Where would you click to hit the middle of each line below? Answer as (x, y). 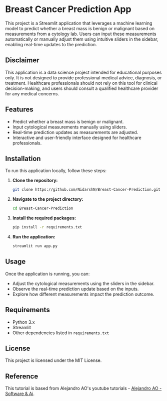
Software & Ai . (20, 394)
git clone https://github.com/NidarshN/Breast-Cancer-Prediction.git (86, 190)
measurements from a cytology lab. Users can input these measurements (81, 34)
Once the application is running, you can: (47, 274)
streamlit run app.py (35, 246)
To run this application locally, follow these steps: (56, 171)
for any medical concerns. (32, 93)
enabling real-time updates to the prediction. (51, 44)
